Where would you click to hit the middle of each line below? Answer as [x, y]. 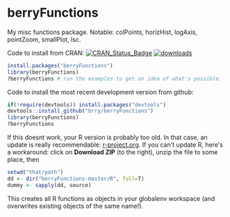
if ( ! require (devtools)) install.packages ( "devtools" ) [87, 105]
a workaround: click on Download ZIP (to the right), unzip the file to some [113, 152]
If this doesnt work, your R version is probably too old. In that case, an [107, 138]
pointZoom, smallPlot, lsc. [44, 39]
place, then [23, 160]
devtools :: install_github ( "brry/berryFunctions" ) [81, 111]
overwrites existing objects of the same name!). [75, 206]
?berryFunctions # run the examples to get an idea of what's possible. [115, 79]
